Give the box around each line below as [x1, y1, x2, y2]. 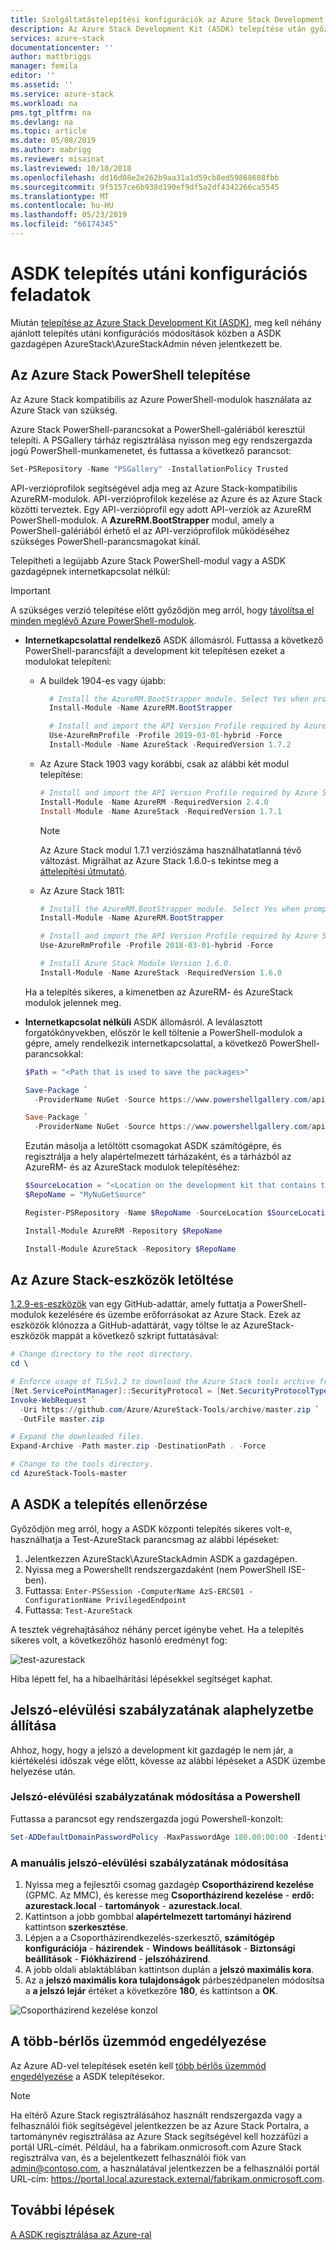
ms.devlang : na [10, 117, 74, 127]
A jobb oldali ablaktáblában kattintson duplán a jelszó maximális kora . [24, 1964, 315, 1976]
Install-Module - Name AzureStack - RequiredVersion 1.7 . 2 [48, 740, 292, 750]
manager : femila [10, 61, 78, 71]
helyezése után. [10, 1765, 76, 1777]
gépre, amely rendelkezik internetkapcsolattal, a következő [24, 1037, 268, 1049]
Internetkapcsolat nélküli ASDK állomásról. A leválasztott [24, 1016, 263, 1028]
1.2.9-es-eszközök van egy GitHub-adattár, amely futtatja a [10, 1298, 255, 1310]
